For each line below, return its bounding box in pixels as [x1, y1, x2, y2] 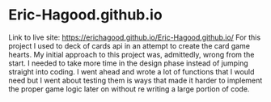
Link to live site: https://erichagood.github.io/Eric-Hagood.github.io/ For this [8, 32, 261, 42]
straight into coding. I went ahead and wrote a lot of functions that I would [8, 66, 255, 76]
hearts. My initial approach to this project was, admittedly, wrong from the [8, 49, 255, 59]
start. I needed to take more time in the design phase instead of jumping [8, 58, 248, 68]
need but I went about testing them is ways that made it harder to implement [8, 75, 263, 85]
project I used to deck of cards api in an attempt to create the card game [8, 40, 251, 50]
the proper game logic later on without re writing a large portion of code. [8, 83, 250, 94]
